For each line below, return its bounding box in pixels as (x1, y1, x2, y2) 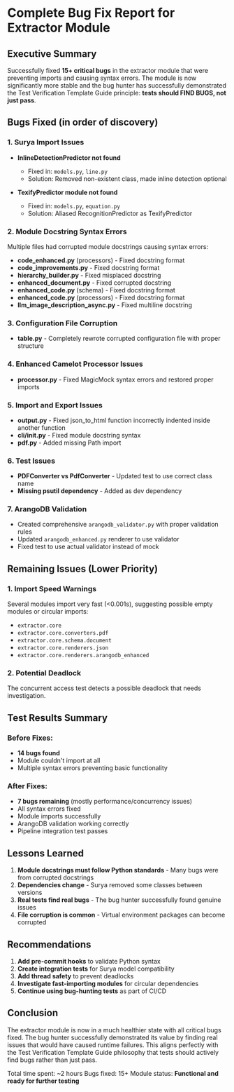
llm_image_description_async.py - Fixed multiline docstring (17, 300, 192, 309)
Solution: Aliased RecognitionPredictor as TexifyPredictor (27, 209, 193, 217)
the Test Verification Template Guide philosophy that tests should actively (7, 1048, 219, 1056)
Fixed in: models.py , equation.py (27, 201, 121, 210)
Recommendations (7, 938, 92, 950)
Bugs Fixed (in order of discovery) (7, 116, 159, 128)
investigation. (7, 692, 46, 700)
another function (17, 423, 66, 432)
